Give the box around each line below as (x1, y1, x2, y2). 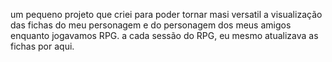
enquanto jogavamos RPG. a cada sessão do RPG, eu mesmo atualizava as (10, 30, 319, 41)
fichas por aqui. (10, 40, 75, 52)
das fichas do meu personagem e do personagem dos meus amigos (10, 19, 292, 31)
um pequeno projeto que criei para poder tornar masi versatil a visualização (10, 9, 323, 20)
